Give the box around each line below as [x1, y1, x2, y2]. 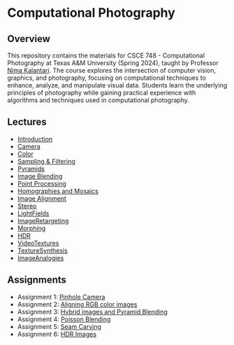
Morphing [17, 224, 46, 232]
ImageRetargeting [17, 216, 69, 225]
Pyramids [17, 164, 45, 173]
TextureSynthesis [17, 246, 68, 255]
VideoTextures [17, 239, 59, 247]
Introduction [17, 134, 53, 143]
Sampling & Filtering [17, 157, 75, 165]
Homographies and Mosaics [17, 187, 99, 195]
